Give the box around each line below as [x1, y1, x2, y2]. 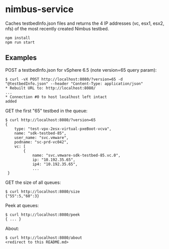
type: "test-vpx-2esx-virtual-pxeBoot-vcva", [14, 126, 112, 131]
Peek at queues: [5, 202, 39, 208]
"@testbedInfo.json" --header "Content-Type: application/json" [5, 81, 143, 86]
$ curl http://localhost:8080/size [5, 189, 80, 194]
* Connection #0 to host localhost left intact [5, 94, 107, 99]
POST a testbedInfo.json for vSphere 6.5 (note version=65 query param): [5, 67, 157, 73]
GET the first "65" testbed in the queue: [5, 108, 88, 114]
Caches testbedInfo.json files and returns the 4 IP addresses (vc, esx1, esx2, [5, 20, 164, 26]
